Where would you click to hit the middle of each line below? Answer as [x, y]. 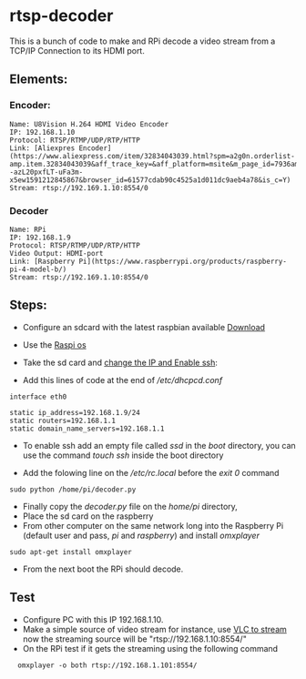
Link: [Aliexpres [42, 148]
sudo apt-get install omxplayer [71, 552]
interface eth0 [38, 397]
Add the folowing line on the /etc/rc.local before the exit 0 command [151, 472]
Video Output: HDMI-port [56, 253]
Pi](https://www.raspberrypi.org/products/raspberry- [183, 261]
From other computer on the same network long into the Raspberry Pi [153, 525]
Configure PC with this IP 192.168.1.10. [93, 619]
